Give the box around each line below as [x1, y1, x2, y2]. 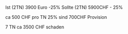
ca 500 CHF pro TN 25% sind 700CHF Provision [5, 14, 108, 20]
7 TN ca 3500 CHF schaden [5, 24, 65, 30]
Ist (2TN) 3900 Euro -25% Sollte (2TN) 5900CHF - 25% [5, 5, 123, 10]
